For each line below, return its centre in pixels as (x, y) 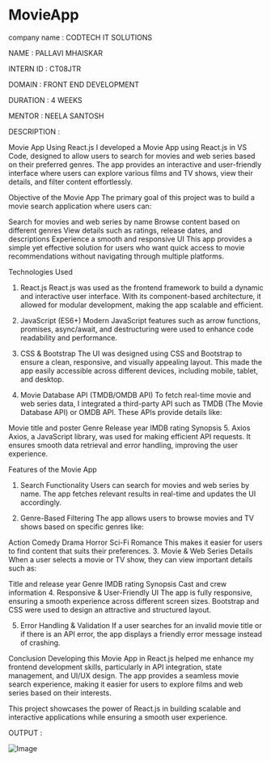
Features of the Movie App (53, 469)
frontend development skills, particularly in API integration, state (115, 667)
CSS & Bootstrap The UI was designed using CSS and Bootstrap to (131, 353)
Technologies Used (40, 271)
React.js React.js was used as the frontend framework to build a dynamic (142, 287)
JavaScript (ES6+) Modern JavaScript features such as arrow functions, (140, 320)
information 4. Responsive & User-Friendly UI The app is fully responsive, (131, 592)
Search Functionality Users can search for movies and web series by (135, 485)
